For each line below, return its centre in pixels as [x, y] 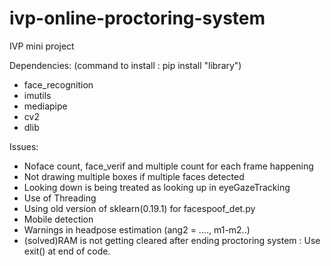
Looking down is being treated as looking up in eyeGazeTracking [157, 187]
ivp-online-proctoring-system [137, 18]
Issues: [24, 146]
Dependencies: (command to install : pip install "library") [125, 65]
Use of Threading [60, 198]
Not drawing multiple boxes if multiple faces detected [134, 176]
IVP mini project [42, 46]
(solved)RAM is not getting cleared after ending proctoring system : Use [172, 240]
